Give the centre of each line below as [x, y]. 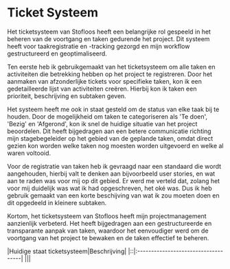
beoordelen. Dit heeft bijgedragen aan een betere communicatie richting [109, 131]
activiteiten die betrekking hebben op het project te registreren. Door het [110, 74]
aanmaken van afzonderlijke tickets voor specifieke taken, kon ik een [105, 81]
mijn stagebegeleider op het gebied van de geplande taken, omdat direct [110, 138]
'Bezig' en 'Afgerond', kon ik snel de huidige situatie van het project [102, 124]
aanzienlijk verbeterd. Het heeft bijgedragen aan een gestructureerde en [110, 223]
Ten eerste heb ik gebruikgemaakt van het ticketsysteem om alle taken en [111, 67]
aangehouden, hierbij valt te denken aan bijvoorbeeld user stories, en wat [111, 174]
